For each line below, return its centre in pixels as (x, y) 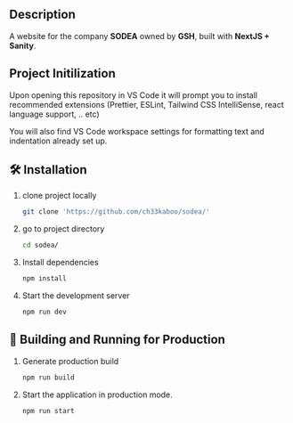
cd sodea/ (41, 245)
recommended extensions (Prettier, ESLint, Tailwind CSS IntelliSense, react (147, 104)
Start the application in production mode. (98, 395)
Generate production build (70, 361)
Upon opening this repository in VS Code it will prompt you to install (134, 95)
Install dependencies (61, 263)
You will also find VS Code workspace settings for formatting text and (137, 131)
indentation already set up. (58, 141)
